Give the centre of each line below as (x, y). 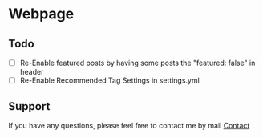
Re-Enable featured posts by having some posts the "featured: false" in (138, 63)
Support (29, 106)
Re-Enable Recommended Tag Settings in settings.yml (110, 80)
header (32, 72)
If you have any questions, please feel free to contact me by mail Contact (129, 125)
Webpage (41, 14)
